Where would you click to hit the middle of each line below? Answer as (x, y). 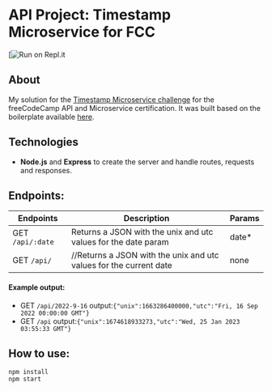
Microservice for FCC (82, 32)
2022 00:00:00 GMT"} (55, 313)
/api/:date (33, 242)
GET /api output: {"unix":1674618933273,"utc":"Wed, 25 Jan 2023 (130, 321)
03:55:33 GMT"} (46, 329)
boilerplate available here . (51, 117)
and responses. (46, 170)
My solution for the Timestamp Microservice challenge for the (111, 100)
